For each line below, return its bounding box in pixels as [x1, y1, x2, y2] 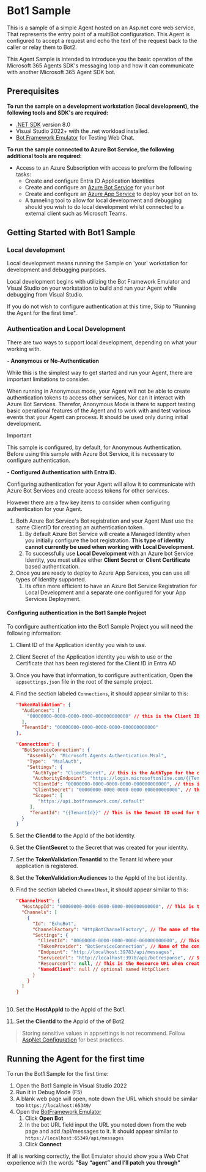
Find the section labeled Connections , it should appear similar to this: [15, 690, 188, 697]
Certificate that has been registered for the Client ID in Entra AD [15, 659, 177, 667]
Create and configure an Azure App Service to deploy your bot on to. [24, 190, 199, 197]
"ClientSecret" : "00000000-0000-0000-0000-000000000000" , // [32, 787, 192, 793]
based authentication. [24, 562, 80, 570]
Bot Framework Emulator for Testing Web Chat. [15, 134, 135, 141]
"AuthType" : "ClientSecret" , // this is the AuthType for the [32, 769, 194, 776]
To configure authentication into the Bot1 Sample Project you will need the [7, 622, 193, 630]
